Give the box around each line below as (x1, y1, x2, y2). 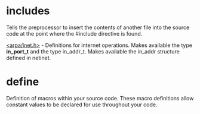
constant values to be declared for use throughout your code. (6, 101, 158, 108)
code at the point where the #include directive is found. (6, 30, 143, 37)
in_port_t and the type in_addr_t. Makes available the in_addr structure (6, 47, 180, 55)
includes (6, 4, 50, 18)
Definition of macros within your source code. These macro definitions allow (6, 94, 194, 102)
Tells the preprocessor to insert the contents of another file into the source (6, 24, 190, 31)
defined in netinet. (6, 54, 51, 61)
